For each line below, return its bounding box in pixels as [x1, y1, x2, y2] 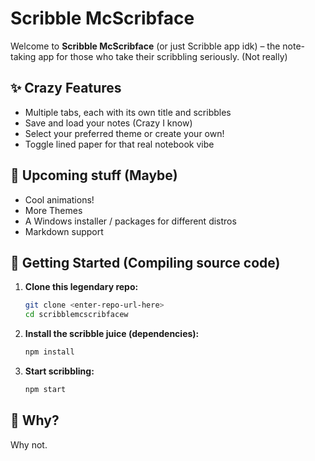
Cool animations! [24, 193, 95, 206]
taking [10, 50, 37, 62]
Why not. [10, 438, 48, 451]
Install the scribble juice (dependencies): [24, 328, 200, 340]
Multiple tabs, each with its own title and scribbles [24, 106, 232, 118]
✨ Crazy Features [10, 80, 122, 97]
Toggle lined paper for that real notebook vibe [24, 138, 215, 150]
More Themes [24, 204, 83, 216]
